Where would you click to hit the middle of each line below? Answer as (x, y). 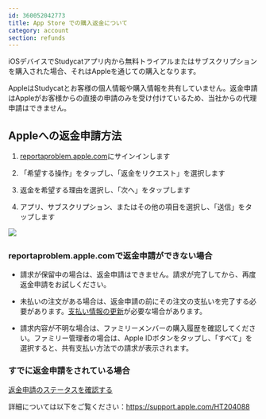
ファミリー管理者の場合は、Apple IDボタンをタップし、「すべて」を (143, 338)
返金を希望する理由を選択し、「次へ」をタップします (105, 190)
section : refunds (37, 38)
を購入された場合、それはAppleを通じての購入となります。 (104, 72)
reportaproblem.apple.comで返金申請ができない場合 (110, 255)
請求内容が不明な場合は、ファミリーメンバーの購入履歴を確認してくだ (134, 328)
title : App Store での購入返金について (68, 23)
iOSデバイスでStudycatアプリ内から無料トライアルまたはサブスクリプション (133, 61)
